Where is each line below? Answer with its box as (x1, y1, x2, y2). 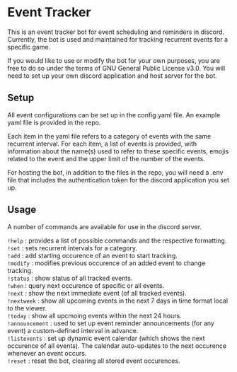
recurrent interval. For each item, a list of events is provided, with (7, 139, 197, 148)
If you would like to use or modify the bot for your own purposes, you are (7, 56, 221, 64)
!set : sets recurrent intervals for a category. (7, 243, 138, 252)
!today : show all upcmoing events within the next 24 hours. (7, 311, 182, 320)
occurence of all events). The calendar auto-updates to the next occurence (7, 341, 227, 350)
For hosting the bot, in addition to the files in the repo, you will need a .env (7, 168, 224, 177)
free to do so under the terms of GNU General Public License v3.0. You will (7, 64, 226, 72)
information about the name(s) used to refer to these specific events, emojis (7, 146, 229, 156)
